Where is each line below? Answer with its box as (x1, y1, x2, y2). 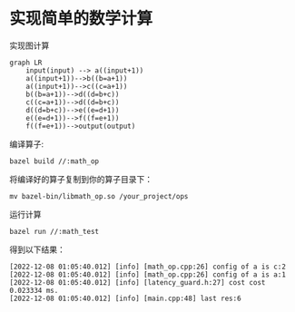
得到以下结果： (9, 244, 65, 255)
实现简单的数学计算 (9, 8, 153, 29)
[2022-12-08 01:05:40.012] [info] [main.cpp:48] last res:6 (9, 294, 242, 303)
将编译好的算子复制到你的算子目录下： (9, 173, 152, 184)
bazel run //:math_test (9, 227, 100, 236)
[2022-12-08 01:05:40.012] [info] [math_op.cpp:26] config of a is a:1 (9, 269, 286, 279)
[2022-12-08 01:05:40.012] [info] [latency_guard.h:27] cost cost (9, 278, 266, 287)
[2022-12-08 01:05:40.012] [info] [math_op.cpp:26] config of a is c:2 (9, 262, 286, 271)
